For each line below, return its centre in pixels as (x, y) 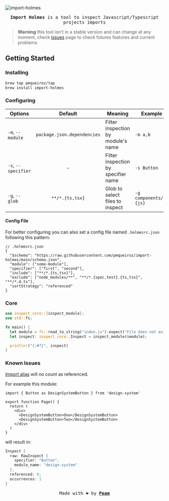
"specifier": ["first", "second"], (47, 269)
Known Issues (23, 363)
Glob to (114, 188)
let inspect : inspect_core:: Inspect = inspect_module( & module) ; (78, 336)
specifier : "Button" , (37, 460)
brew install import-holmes (35, 88)
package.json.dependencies (68, 135)
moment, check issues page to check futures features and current (86, 37)
